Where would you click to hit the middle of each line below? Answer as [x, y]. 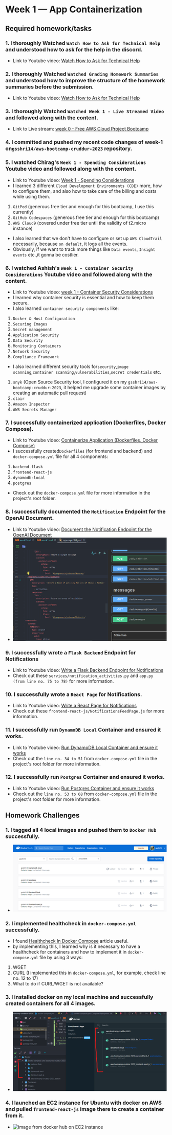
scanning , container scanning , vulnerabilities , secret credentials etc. [87, 372]
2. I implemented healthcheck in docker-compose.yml [71, 923]
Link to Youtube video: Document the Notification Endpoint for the [82, 529]
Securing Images [30, 324]
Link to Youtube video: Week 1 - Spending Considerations [73, 180]
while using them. [31, 196]
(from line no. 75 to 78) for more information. [63, 681]
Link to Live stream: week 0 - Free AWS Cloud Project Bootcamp [81, 129]
